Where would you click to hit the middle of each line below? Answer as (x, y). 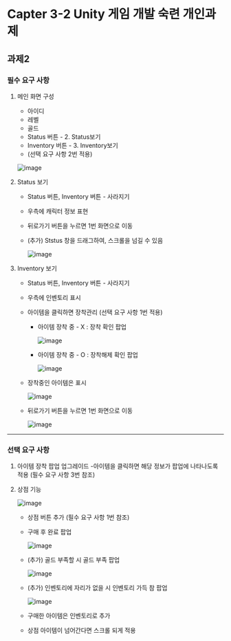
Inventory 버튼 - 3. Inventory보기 (73, 145)
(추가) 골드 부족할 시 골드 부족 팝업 (74, 560)
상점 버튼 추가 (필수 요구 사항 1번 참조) (78, 517)
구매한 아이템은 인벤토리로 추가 (69, 616)
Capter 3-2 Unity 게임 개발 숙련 (93, 14)
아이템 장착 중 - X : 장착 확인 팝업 (82, 327)
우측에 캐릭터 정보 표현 (58, 211)
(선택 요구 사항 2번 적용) (60, 154)
